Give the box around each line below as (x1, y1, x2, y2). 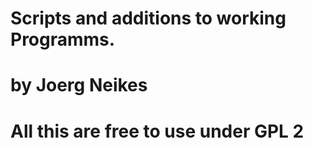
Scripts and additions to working (10, 7, 287, 30)
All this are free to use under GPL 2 (10, 120, 305, 142)
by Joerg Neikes (10, 74, 148, 97)
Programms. (10, 28, 116, 51)
